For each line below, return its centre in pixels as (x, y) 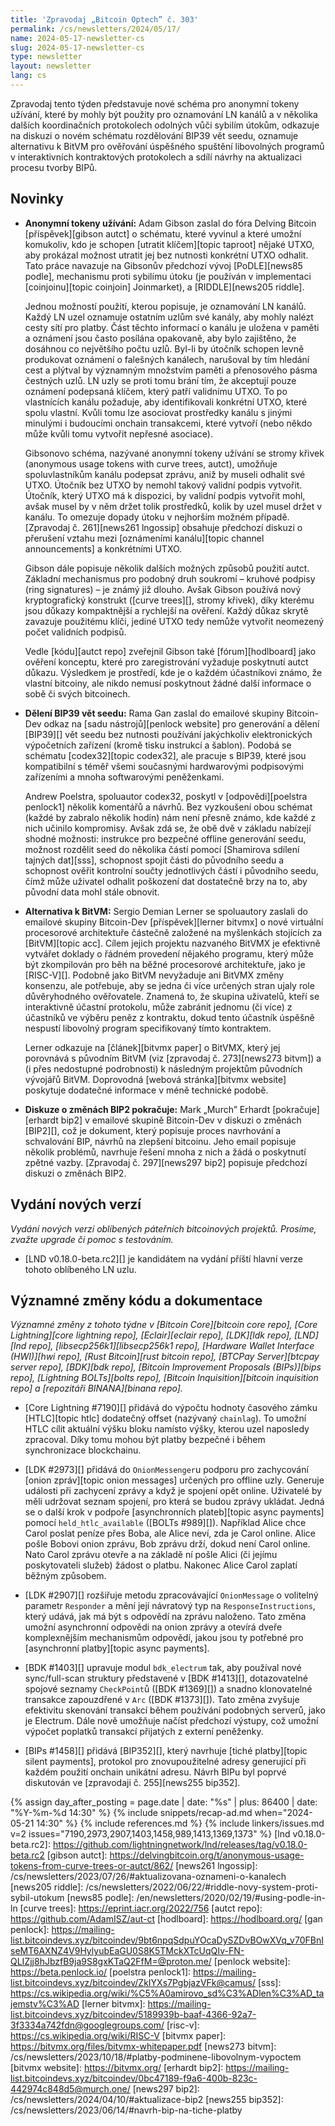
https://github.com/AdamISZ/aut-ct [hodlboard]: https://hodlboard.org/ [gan (166, 1919)
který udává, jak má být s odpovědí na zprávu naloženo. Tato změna (165, 1617)
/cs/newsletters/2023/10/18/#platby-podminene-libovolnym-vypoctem (156, 2057)
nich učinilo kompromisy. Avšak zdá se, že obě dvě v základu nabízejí (168, 828)
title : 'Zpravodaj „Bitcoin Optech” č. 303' (104, 19)
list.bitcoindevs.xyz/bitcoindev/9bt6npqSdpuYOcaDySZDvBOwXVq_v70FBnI (167, 1940)
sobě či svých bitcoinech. (77, 693)
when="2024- (283, 1813)
